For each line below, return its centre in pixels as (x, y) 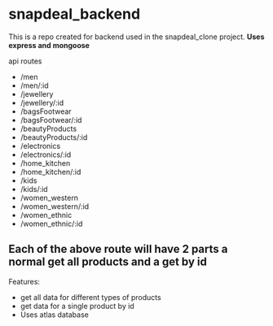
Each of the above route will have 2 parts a (118, 249)
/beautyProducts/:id (54, 137)
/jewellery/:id (42, 102)
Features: (24, 281)
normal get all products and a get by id (108, 262)
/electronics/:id (46, 154)
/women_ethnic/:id (51, 224)
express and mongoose (49, 45)
